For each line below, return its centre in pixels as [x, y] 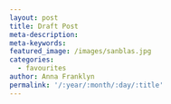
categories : [32, 60]
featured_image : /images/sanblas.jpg [81, 52]
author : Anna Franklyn [52, 77]
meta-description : [44, 34]
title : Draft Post [44, 26]
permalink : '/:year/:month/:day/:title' [87, 85]
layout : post [34, 18]
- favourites [42, 69]
